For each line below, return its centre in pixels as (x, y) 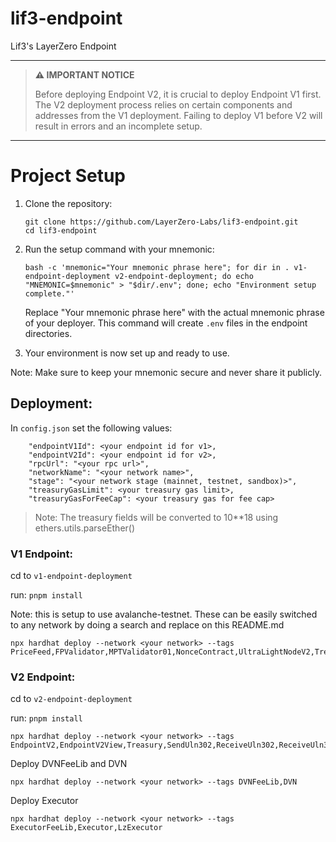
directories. (48, 333)
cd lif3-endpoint (61, 230)
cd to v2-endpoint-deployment (71, 699)
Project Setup (68, 176)
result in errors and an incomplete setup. (118, 126)
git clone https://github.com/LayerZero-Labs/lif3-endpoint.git (161, 222)
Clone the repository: (68, 203)
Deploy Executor (44, 801)
